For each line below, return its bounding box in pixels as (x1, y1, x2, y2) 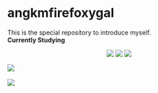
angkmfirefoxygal (7, 5, 115, 21)
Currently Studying (7, 35, 65, 44)
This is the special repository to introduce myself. (7, 28, 152, 37)
